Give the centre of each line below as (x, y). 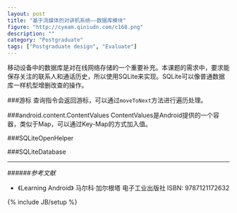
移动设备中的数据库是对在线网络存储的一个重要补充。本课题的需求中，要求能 (119, 67)
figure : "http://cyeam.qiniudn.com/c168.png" (75, 27)
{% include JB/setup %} (42, 202)
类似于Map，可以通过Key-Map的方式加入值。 (85, 124)
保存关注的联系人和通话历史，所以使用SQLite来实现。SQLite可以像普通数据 (116, 76)
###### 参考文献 (32, 173)
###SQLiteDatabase (37, 152)
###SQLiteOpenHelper (41, 138)
